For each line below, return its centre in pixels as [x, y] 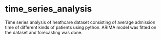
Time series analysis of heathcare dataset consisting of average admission [80, 22]
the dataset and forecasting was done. [44, 32]
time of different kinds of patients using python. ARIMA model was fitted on [81, 27]
